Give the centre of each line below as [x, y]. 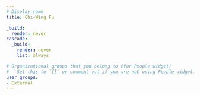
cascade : [17, 39]
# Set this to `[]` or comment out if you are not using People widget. [101, 72]
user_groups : [22, 77]
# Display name [25, 12]
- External [20, 83]
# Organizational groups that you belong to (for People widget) [89, 66]
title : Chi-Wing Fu [30, 17]
